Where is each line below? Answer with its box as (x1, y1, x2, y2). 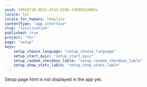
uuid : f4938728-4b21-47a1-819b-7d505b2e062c (4, 7, 98, 12)
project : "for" (4, 35, 36, 40)
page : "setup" (4, 40, 34, 45)
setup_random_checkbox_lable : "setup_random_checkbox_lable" (13, 58, 143, 63)
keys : (4, 44, 16, 49)
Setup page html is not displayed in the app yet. (4, 77, 102, 83)
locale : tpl (4, 12, 29, 17)
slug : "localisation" (4, 26, 50, 31)
